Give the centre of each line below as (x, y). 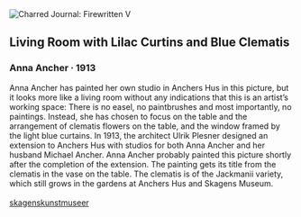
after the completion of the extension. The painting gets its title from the (143, 164)
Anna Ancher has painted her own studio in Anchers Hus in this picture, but (149, 87)
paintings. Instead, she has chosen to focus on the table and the (128, 116)
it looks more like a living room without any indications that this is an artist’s (149, 97)
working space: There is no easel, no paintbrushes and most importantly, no (150, 106)
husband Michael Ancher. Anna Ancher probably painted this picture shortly (150, 154)
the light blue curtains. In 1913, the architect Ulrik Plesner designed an (139, 135)
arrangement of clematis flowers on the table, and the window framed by (145, 126)
